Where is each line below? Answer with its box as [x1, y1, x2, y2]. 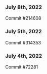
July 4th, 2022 [5, 52, 42, 59]
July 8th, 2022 [5, 4, 42, 11]
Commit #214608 [5, 15, 41, 21]
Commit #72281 [5, 64, 38, 70]
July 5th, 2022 [5, 28, 42, 35]
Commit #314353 [5, 39, 41, 45]
